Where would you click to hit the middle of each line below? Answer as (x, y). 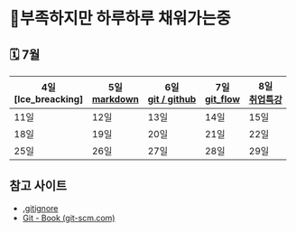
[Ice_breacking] (49, 99)
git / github (172, 99)
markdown (116, 99)
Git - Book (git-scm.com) (69, 218)
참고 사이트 (38, 186)
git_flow (222, 99)
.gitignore (40, 208)
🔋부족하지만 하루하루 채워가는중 (120, 19)
